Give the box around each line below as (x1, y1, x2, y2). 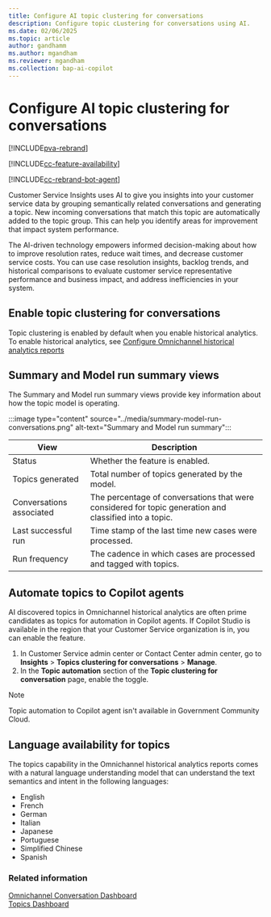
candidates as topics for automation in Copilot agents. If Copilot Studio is (8, 616, 251, 626)
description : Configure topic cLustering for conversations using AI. (8, 19, 251, 27)
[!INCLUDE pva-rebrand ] (8, 143, 89, 153)
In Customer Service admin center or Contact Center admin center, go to (19, 649, 262, 658)
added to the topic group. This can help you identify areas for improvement (8, 216, 258, 225)
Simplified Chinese (19, 843, 83, 853)
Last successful (12, 525, 73, 536)
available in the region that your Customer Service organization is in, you (8, 625, 250, 634)
